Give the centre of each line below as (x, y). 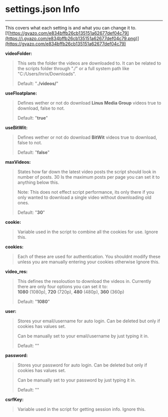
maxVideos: (18, 162)
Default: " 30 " (31, 212)
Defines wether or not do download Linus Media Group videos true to (89, 103)
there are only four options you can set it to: (62, 286)
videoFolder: (19, 53)
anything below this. (38, 182)
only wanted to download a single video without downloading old (84, 197)
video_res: (16, 271)
